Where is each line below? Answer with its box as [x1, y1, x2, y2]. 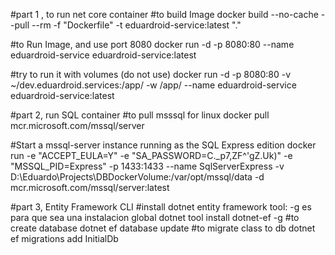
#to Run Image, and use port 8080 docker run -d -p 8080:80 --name [10, 39, 295, 50]
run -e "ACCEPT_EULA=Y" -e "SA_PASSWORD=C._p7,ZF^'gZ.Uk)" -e [10, 150, 293, 161]
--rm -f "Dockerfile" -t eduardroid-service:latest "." [31, 19, 242, 31]
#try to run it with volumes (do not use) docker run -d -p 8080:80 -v [10, 69, 292, 80]
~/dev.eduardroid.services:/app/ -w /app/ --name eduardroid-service [10, 79, 297, 91]
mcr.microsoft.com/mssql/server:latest [10, 182, 170, 193]
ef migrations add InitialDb [10, 233, 119, 244]
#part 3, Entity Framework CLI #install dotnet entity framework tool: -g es [10, 201, 312, 213]
